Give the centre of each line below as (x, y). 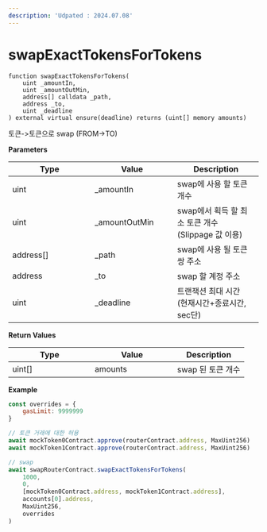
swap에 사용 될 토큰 (213, 249)
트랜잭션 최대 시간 (209, 291)
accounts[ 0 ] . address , (58, 499)
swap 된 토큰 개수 (209, 369)
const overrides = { (43, 404)
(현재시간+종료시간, (212, 303)
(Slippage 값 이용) (210, 234)
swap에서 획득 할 (208, 210)
